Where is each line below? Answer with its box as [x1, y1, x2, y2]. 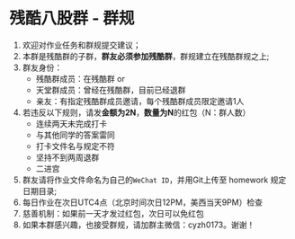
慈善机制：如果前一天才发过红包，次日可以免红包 [22, 208, 204, 218]
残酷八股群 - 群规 [9, 8, 135, 29]
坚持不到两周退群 [35, 152, 100, 163]
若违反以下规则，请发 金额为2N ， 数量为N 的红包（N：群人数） [22, 107, 251, 118]
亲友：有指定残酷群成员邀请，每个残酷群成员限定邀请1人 [35, 95, 245, 106]
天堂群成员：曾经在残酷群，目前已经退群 [35, 84, 186, 95]
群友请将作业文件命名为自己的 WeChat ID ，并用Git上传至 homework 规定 [22, 174, 287, 185]
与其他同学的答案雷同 [35, 129, 115, 140]
